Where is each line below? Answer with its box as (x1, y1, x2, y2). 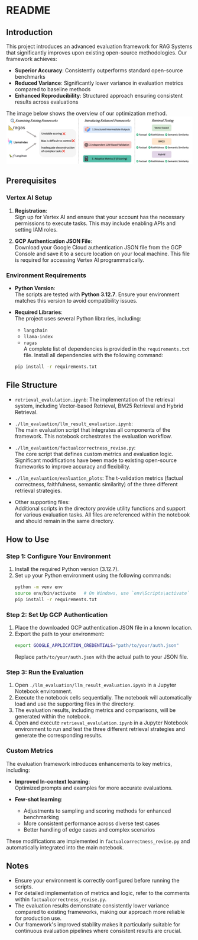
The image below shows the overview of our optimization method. (6, 110, 167, 117)
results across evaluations (14, 98, 79, 105)
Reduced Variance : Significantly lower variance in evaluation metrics (14, 79, 183, 86)
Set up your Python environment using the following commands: (14, 572, 171, 579)
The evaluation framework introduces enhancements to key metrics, (6, 760, 173, 767)
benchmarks (14, 73, 46, 80)
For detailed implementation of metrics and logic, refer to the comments (14, 889, 190, 896)
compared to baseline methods (14, 86, 91, 92)
